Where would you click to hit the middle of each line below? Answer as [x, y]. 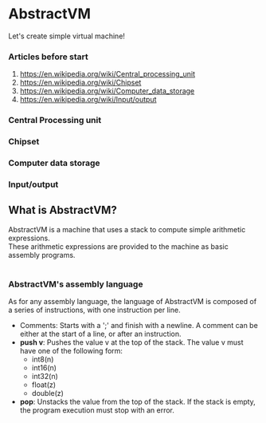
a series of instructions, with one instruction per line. [94, 310]
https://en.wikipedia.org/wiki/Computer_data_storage [107, 91]
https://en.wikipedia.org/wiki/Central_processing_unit [108, 74]
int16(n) [44, 368]
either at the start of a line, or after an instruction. [100, 334]
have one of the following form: [71, 351]
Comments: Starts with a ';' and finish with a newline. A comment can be [139, 326]
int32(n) [45, 377]
